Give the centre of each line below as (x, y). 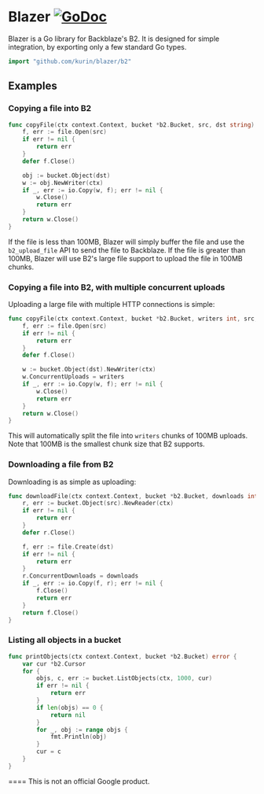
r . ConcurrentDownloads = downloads (81, 576)
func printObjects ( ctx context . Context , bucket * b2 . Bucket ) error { (123, 656)
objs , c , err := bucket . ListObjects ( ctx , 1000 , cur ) (125, 678)
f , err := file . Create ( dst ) (68, 547)
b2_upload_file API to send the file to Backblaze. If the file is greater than (127, 250)
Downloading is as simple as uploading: (72, 482)
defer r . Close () (49, 532)
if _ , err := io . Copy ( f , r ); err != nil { (93, 583)
